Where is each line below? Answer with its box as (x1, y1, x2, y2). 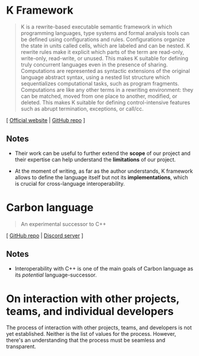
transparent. (6, 343, 37, 350)
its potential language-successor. (14, 271, 97, 278)
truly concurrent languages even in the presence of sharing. (20, 61, 168, 68)
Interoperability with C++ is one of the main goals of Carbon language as (14, 265, 194, 272)
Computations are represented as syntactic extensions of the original (20, 67, 190, 74)
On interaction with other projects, (6, 292, 180, 306)
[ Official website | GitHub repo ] (6, 116, 86, 123)
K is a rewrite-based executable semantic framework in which (20, 23, 172, 30)
